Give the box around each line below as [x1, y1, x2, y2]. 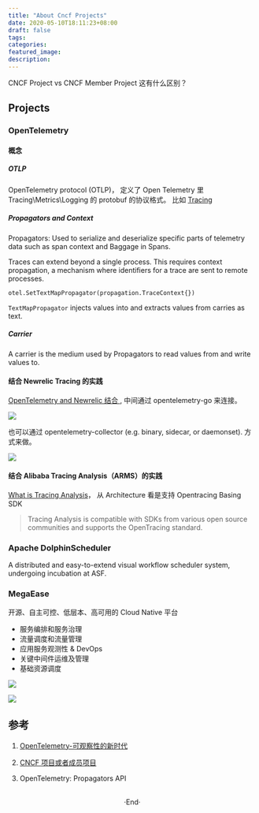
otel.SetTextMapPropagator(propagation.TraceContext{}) [8, 289, 195, 296]
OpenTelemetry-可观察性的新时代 [19, 740, 128, 750]
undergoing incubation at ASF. [8, 569, 107, 578]
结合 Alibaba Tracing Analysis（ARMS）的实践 [8, 471, 163, 481]
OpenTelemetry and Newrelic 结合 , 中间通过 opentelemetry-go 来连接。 [8, 395, 242, 405]
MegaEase [8, 588, 50, 599]
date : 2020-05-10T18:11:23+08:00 [8, 19, 118, 27]
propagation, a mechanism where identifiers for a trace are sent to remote [8, 265, 248, 274]
